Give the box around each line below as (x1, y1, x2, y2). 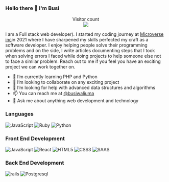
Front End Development (5, 135, 65, 142)
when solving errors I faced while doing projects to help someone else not (5, 53, 161, 59)
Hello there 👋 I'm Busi (5, 5, 60, 12)
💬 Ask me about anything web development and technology (12, 98, 139, 104)
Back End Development (5, 159, 64, 166)
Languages (5, 110, 34, 118)
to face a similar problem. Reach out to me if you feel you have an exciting (5, 58, 161, 64)
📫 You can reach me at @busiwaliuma (12, 90, 94, 97)
